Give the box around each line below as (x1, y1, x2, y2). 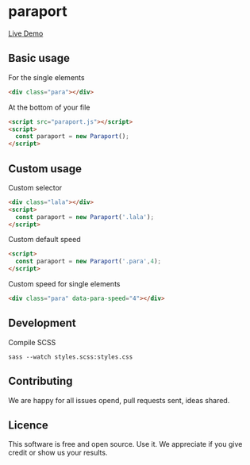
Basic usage (8, 52, 70, 65)
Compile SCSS (8, 337, 56, 347)
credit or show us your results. (8, 448, 108, 458)
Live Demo (8, 29, 44, 38)
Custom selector (8, 183, 63, 192)
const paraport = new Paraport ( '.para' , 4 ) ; (15, 257, 161, 266)
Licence (8, 418, 49, 432)
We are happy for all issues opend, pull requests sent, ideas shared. (8, 395, 230, 405)
